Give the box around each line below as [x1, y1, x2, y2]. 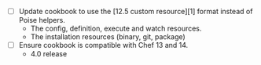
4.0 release [30, 49, 68, 59]
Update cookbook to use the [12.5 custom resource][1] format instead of [18, 7, 253, 16]
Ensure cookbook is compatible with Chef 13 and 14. [18, 41, 189, 50]
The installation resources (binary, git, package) [30, 32, 186, 42]
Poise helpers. [18, 16, 66, 25]
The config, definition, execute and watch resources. [30, 23, 202, 34]
